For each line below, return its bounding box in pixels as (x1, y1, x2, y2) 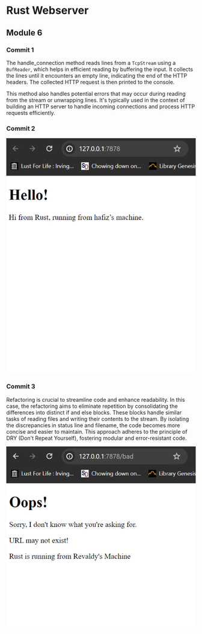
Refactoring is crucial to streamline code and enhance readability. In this (6, 396, 185, 403)
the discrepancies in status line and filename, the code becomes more (6, 422, 180, 429)
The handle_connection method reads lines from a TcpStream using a (6, 59, 176, 66)
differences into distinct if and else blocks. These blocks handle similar (6, 408, 182, 416)
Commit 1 (6, 46, 34, 54)
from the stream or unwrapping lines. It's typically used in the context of (6, 96, 185, 103)
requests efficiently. (6, 109, 55, 116)
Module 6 (6, 28, 43, 38)
